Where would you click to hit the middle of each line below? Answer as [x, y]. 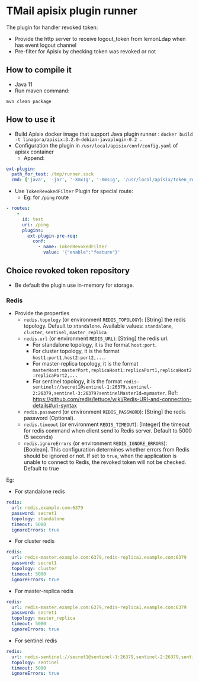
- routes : [18, 209]
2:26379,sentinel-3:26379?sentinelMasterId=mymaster [99, 393]
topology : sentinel [36, 662]
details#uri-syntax [54, 406]
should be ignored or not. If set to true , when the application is [100, 456]
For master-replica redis [44, 591]
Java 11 [23, 84]
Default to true [41, 469]
